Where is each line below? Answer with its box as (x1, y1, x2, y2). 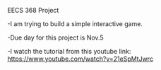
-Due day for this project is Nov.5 (7, 33, 104, 42)
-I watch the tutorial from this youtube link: (7, 47, 131, 55)
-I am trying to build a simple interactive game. (7, 20, 143, 28)
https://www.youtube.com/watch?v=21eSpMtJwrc (7, 54, 154, 63)
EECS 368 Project (7, 6, 59, 14)
